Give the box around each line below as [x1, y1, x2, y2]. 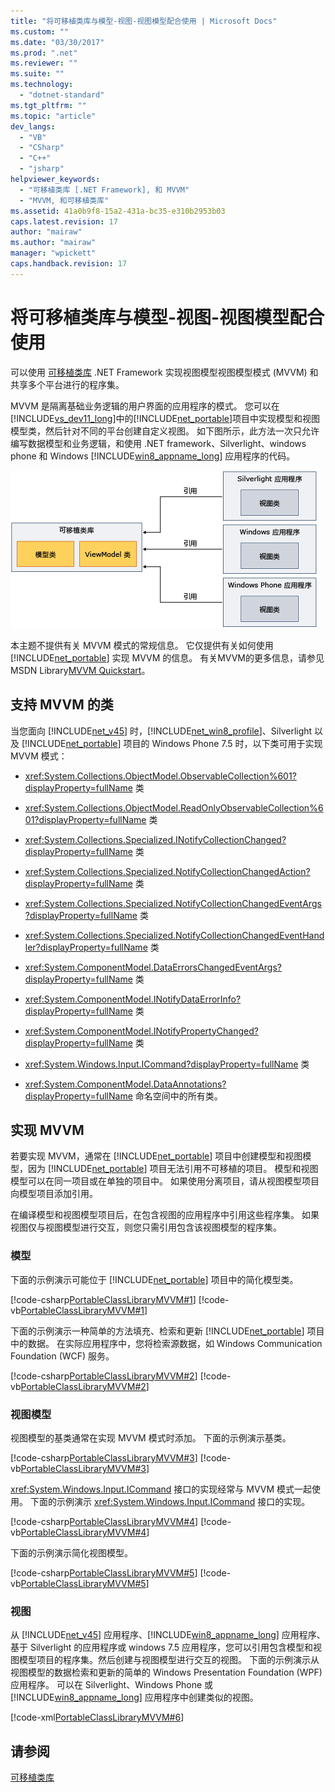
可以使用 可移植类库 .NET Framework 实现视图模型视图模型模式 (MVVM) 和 [10, 366, 319, 378]
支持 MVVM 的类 [10, 696, 114, 714]
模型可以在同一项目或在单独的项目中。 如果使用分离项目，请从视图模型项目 [10, 1175, 320, 1187]
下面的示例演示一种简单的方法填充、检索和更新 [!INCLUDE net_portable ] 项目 [10, 1325, 325, 1337]
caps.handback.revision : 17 [10, 259, 128, 269]
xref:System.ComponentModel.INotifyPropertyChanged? [24, 1025, 259, 1037]
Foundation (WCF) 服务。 [10, 1350, 115, 1362]
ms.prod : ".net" [10, 48, 78, 58]
